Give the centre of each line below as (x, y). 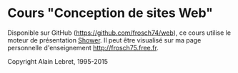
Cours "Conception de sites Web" (110, 13)
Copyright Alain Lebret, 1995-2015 (58, 61)
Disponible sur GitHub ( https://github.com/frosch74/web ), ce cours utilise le (119, 33)
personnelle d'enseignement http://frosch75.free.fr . (83, 47)
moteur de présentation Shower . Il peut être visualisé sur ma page (104, 40)
